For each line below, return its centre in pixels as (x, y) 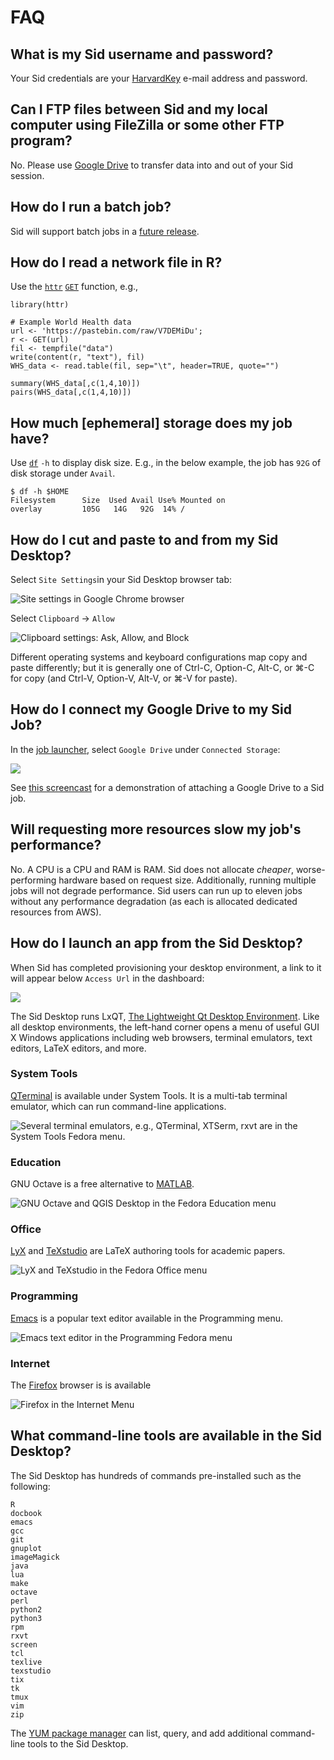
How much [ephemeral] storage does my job (151, 422)
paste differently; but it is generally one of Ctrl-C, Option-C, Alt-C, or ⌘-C (162, 668)
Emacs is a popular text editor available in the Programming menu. (146, 1318)
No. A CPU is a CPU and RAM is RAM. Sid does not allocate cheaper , (152, 869)
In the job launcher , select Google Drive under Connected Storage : (145, 749)
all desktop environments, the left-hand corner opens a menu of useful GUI (165, 1027)
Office (26, 1229)
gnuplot (26, 1548)
